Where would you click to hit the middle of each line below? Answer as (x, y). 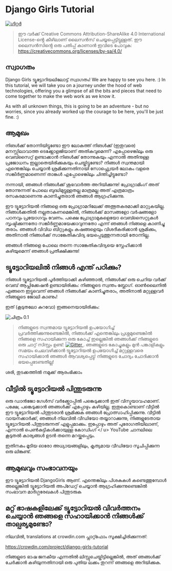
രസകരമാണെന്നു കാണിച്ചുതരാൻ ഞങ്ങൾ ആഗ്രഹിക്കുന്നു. (65, 196)
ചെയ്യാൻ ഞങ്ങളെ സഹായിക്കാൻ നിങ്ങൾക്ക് (75, 516)
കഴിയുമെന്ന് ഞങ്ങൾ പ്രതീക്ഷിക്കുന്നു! (42, 251)
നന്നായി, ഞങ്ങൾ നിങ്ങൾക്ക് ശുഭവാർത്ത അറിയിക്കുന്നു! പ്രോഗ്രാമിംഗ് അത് (82, 184)
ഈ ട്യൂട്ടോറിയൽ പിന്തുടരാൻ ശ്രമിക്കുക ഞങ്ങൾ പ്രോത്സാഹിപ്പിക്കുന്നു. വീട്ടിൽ (83, 412)
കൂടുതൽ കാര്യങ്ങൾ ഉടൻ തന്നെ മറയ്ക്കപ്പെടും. (50, 435)
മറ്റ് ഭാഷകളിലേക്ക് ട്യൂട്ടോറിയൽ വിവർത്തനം (73, 508)
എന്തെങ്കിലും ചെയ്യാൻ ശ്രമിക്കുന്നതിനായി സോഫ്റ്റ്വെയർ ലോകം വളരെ (77, 168)
